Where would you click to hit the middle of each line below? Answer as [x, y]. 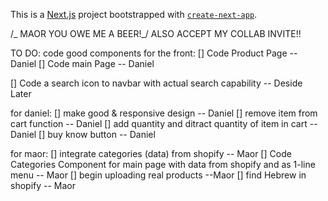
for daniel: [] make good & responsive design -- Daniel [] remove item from [164, 113]
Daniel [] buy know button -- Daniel [83, 134]
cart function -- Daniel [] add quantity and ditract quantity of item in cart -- [164, 123]
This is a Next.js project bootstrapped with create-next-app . [134, 14]
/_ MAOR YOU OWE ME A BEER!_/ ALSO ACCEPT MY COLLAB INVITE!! [156, 33]
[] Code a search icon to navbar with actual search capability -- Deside [156, 83]
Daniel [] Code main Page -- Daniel [82, 63]
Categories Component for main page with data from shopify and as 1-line [163, 164]
